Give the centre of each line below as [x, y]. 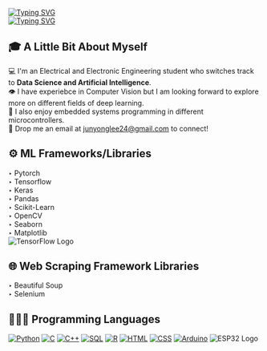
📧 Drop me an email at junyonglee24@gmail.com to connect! [108, 128]
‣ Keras [21, 190]
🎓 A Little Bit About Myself [78, 47]
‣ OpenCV [25, 216]
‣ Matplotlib [28, 232]
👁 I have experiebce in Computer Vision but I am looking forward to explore [133, 91]
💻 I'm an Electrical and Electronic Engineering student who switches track [131, 71]
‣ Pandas [24, 198]
